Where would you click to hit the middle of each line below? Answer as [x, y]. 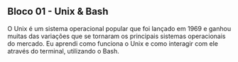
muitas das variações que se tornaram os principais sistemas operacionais [117, 36]
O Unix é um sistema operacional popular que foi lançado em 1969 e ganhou [119, 28]
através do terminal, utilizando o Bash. [63, 51]
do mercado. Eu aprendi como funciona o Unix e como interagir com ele [113, 43]
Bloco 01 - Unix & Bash [58, 12]
